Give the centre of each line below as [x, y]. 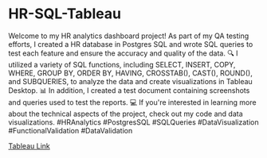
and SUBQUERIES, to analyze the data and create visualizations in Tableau [130, 81]
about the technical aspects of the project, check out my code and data [126, 114]
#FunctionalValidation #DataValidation [71, 130]
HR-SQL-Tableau [65, 14]
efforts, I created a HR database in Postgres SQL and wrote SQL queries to [131, 44]
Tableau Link [29, 146]
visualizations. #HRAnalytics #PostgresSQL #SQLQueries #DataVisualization [133, 122]
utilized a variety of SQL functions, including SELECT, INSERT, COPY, [122, 64]
